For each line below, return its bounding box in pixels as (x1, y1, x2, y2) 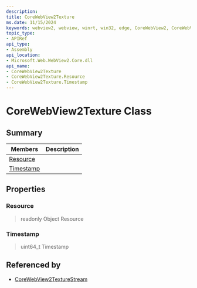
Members (11, 145, 39, 153)
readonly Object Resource (20, 215, 84, 222)
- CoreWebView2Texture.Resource (6, 74, 85, 80)
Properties (6, 184, 46, 194)
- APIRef (6, 36, 28, 42)
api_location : (6, 52, 41, 58)
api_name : (6, 63, 30, 69)
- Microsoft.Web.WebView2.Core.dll (6, 57, 93, 63)
